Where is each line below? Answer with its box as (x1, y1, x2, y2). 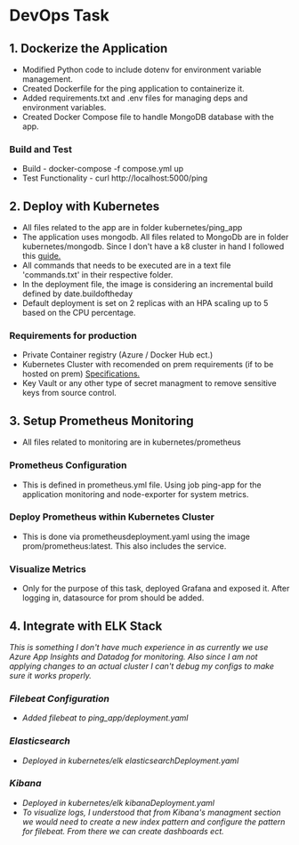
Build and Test (9, 143, 73, 156)
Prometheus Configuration (9, 459, 127, 471)
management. (21, 74, 74, 84)
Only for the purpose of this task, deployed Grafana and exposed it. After (21, 583, 290, 594)
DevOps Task (9, 5, 109, 26)
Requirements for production (9, 330, 138, 342)
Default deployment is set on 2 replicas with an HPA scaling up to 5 (21, 298, 269, 309)
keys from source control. (21, 388, 117, 398)
